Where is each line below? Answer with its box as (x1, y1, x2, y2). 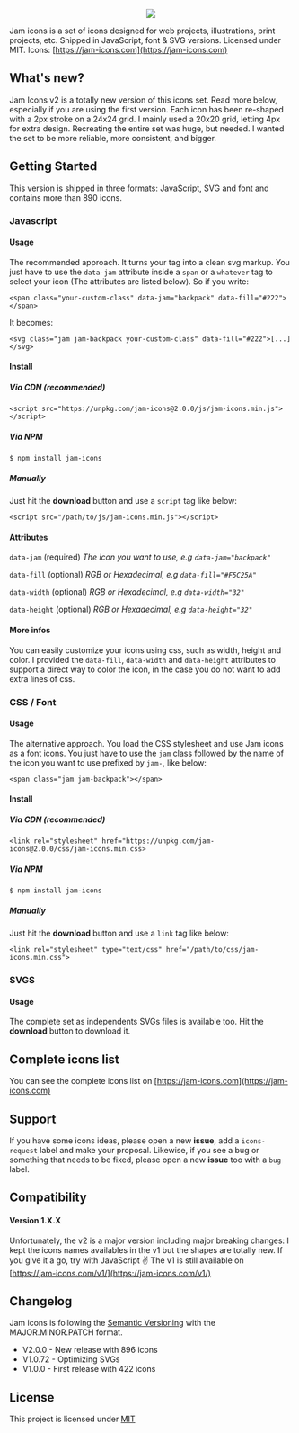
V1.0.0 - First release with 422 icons (22, 1364, 156, 1375)
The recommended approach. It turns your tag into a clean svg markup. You (9, 256, 290, 267)
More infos (9, 625, 51, 636)
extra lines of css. (9, 673, 75, 684)
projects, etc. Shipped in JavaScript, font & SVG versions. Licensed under (9, 35, 281, 45)
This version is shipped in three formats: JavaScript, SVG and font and (9, 183, 269, 193)
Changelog (9, 1294, 73, 1309)
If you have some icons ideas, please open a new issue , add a (9, 1135, 240, 1146)
